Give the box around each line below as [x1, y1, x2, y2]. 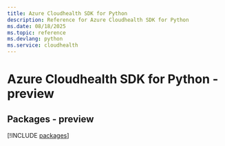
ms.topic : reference [7, 29, 67, 36]
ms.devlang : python [7, 36, 63, 42]
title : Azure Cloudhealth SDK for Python [7, 10, 128, 17]
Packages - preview [7, 113, 94, 125]
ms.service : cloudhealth [7, 42, 78, 49]
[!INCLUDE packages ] [7, 132, 69, 139]
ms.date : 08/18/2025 [7, 23, 67, 29]
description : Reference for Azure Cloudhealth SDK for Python [7, 16, 189, 23]
